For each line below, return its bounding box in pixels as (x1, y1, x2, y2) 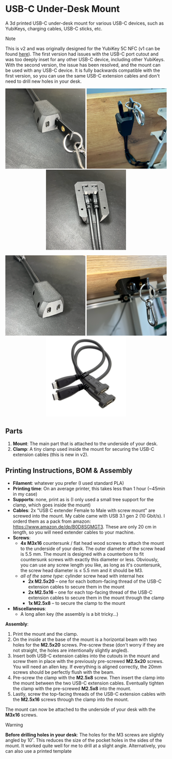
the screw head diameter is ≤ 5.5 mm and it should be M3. (20, 567, 143, 573)
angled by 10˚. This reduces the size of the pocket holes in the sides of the (5, 737, 162, 743)
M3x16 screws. (5, 712, 38, 718)
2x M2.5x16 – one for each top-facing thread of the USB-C (28, 589, 153, 595)
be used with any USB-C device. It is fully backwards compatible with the (5, 67, 160, 73)
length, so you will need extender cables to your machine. (12, 529, 135, 535)
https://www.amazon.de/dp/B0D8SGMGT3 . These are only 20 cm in (12, 523, 157, 529)
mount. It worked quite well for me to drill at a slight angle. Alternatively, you (5, 743, 165, 749)
